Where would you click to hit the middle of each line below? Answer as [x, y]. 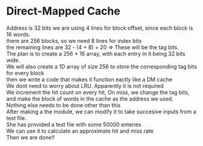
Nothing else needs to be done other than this [64, 105]
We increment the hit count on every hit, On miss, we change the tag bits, [98, 92]
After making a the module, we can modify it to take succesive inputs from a [101, 111]
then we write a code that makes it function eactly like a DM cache [89, 79]
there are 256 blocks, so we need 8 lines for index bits [74, 41]
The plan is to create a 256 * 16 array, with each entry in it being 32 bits [96, 53]
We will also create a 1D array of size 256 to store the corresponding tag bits [101, 66]
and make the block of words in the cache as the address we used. [90, 99]
